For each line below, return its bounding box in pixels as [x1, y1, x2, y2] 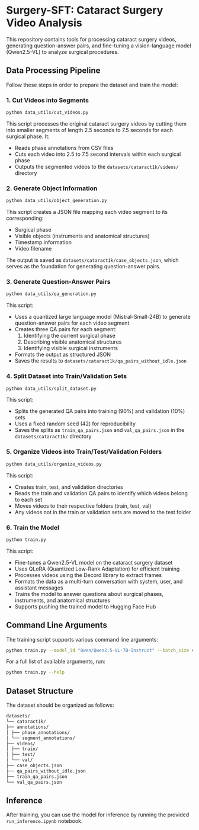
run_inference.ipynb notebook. [6, 818, 83, 825]
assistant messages [14, 584, 63, 591]
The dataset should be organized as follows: [6, 701, 114, 709]
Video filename [14, 245, 52, 252]
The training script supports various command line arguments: [6, 636, 159, 643]
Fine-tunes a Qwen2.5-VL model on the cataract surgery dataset [14, 559, 173, 566]
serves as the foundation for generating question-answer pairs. [6, 263, 161, 270]
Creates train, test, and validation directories [14, 483, 123, 491]
